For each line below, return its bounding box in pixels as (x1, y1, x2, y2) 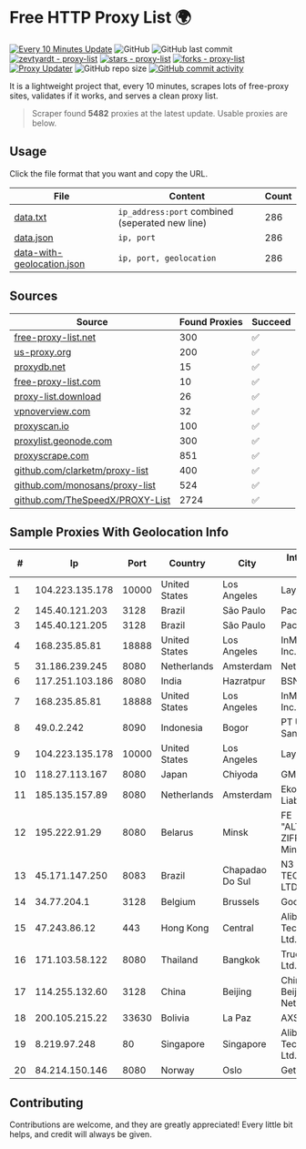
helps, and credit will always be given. (9, 1129, 152, 1140)
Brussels (222, 896, 260, 909)
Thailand (160, 953, 199, 966)
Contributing (9, 1094, 84, 1111)
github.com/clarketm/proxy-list (14, 463, 148, 476)
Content (168, 189, 206, 202)
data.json (14, 231, 54, 244)
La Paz (222, 1012, 252, 1024)
